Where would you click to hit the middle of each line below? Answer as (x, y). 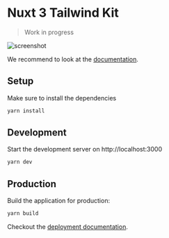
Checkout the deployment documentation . (68, 227)
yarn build (23, 214)
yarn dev (20, 162)
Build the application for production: (58, 201)
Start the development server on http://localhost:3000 (84, 149)
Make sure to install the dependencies (62, 98)
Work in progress (49, 32)
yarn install (26, 111)
